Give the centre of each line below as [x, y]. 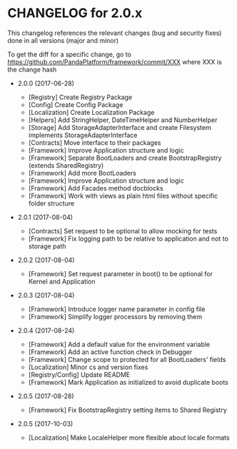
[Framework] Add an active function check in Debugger [110, 352]
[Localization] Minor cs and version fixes [88, 367]
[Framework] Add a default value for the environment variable [119, 344]
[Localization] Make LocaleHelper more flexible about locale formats [129, 438]
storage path [47, 246]
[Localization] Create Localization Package [91, 112]
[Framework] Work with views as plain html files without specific [123, 196]
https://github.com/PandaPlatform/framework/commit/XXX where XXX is [115, 61]
